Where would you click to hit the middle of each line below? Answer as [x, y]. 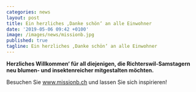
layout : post [23, 18]
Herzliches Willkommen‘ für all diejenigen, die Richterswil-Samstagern [98, 63]
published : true [27, 40]
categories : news [28, 12]
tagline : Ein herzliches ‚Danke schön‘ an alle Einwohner [82, 47]
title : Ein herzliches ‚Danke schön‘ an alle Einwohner [79, 23]
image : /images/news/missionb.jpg [51, 35]
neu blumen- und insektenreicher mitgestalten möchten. [80, 70]
